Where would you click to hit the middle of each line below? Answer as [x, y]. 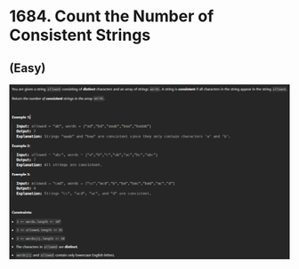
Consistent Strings [80, 35]
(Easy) [28, 68]
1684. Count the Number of [112, 16]
